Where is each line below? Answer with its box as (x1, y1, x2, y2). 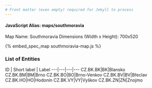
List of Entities (5, 55, 40, 62)
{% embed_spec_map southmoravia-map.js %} (5, 43, 101, 49)
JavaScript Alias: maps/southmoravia (5, 23, 84, 29)
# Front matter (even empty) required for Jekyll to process (5, 7, 134, 12)
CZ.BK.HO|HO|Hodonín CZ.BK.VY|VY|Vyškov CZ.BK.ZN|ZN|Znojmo (5, 77, 143, 83)
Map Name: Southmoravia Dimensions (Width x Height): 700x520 (5, 33, 138, 40)
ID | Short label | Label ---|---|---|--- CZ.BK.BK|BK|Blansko (5, 67, 125, 73)
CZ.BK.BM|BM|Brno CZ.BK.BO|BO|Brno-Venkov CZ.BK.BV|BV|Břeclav (5, 72, 148, 78)
